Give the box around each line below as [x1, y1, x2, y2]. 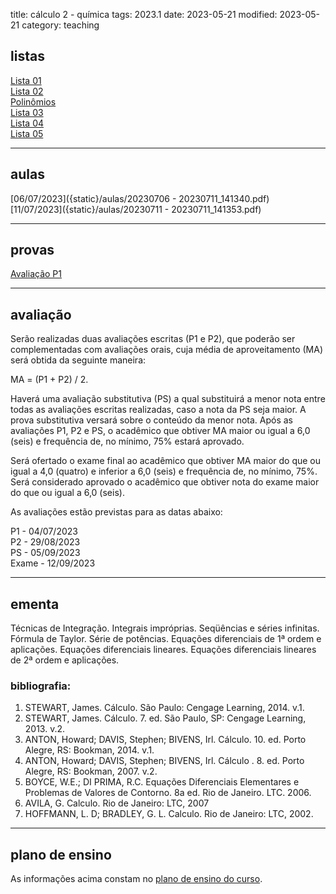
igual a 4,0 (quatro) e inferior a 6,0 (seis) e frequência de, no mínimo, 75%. [10, 465, 318, 478]
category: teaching [21, 19, 100, 31]
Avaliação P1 [10, 268, 62, 280]
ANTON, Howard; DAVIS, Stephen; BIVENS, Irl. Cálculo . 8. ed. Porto [24, 755, 305, 767]
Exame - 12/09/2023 [10, 557, 96, 569]
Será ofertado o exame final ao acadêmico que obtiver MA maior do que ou [10, 455, 322, 467]
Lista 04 [10, 117, 45, 129]
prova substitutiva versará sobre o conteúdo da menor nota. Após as [10, 414, 294, 426]
